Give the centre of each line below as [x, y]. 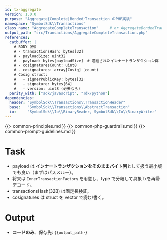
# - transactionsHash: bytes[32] [49, 51]
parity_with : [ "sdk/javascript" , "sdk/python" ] [60, 93]
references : [17, 38]
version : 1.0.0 [21, 14]
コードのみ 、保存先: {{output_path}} [50, 232]
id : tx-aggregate [23, 10]
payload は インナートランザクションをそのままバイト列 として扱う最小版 [87, 166]
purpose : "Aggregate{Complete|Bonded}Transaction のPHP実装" [69, 19]
